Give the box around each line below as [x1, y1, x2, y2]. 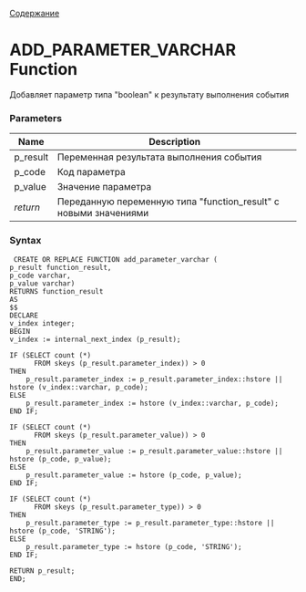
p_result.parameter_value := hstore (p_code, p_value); [25, 470, 243, 480]
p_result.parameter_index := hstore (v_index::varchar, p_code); [25, 399, 280, 408]
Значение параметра [56, 181, 152, 193]
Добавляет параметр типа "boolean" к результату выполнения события [9, 88, 290, 99]
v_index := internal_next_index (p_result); [9, 335, 181, 344]
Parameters [9, 111, 62, 124]
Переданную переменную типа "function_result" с [56, 195, 280, 208]
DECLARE [9, 310, 39, 320]
